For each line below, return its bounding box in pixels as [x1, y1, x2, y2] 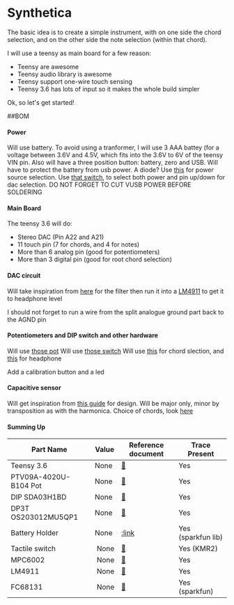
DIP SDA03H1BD [10, 493, 67, 502]
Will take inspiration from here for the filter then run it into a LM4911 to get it [7, 286, 224, 295]
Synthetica [7, 5, 72, 21]
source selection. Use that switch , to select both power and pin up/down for [7, 173, 225, 182]
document [129, 449, 164, 459]
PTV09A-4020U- [10, 472, 71, 482]
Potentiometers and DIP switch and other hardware [7, 331, 159, 340]
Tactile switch [10, 544, 56, 553]
